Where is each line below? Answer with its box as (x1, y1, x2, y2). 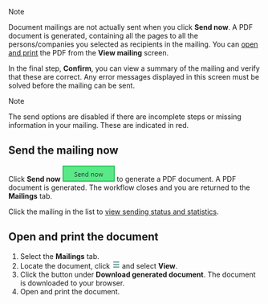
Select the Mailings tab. (19, 251, 99, 261)
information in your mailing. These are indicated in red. (8, 121, 189, 129)
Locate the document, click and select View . (19, 261, 178, 270)
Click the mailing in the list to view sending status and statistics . (8, 207, 219, 216)
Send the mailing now (8, 144, 119, 158)
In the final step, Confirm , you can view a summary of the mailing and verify (8, 64, 261, 73)
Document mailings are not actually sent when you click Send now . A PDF (8, 23, 254, 31)
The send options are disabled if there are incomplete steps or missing (8, 112, 242, 121)
